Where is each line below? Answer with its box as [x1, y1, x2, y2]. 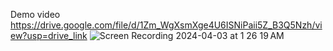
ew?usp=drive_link [10, 30, 88, 41]
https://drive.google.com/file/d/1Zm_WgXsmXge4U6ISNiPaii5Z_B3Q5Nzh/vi [10, 19, 323, 31]
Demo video [10, 9, 61, 20]
